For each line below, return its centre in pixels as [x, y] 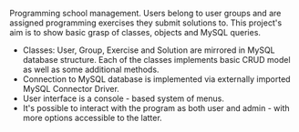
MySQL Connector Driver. [71, 89]
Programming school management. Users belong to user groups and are [145, 13]
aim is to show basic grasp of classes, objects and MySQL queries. [135, 32]
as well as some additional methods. [91, 69]
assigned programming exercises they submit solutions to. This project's [146, 23]
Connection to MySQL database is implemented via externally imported [156, 79]
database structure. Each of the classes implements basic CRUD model [156, 60]
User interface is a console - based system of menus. [124, 98]
